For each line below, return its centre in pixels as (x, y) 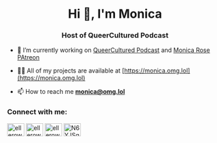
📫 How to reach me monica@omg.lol (71, 92)
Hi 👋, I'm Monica (115, 14)
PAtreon (28, 57)
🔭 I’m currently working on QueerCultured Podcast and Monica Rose (113, 50)
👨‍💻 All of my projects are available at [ (71, 70)
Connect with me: (37, 112)
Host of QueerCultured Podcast (115, 36)
